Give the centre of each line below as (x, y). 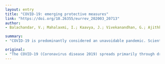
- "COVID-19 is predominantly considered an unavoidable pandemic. (76, 41)
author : (13, 23)
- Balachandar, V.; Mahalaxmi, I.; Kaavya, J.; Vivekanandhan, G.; (76, 28)
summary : (14, 36)
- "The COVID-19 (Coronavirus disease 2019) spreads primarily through (80, 54)
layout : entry (20, 9)
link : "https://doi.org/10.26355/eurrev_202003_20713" (62, 18)
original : (15, 49)
